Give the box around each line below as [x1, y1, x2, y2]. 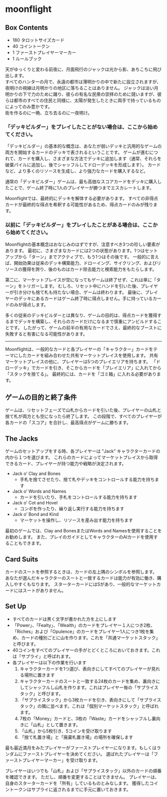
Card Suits [5, 555, 38, 563]
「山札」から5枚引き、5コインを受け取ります [19, 728, 112, 734]
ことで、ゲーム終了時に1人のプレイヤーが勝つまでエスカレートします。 [9, 185, 154, 191]
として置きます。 [46, 721, 81, 727]
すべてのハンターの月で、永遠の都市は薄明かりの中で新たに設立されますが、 [5, 79, 162, 85]
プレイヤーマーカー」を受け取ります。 [22, 757, 100, 763]
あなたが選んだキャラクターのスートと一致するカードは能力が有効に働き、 [5, 575, 158, 581]
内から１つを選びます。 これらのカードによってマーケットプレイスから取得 [5, 454, 158, 461]
